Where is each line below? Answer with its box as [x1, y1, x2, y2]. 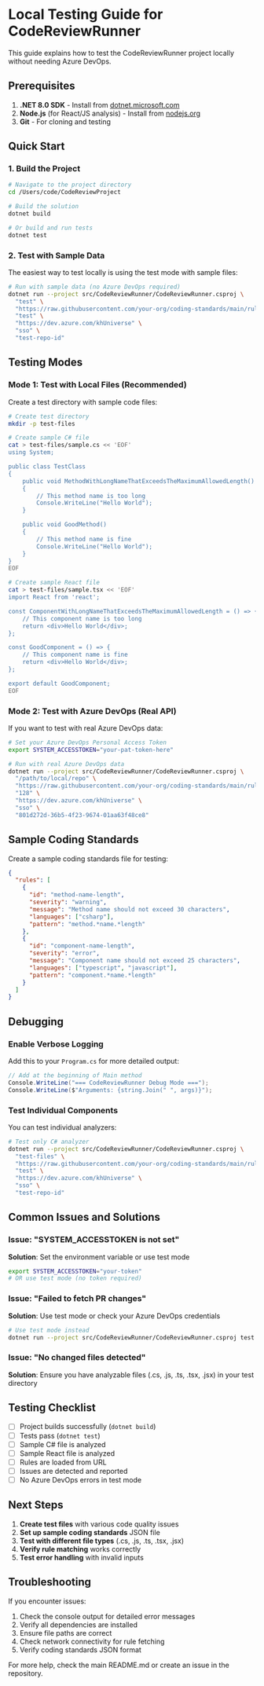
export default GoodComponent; [8, 680, 111, 687]
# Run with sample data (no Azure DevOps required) [8, 283, 181, 291]
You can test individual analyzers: [8, 1122, 117, 1132]
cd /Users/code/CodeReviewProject [8, 189, 122, 196]
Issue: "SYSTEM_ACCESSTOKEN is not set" [8, 1234, 180, 1245]
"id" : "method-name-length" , [28, 891, 125, 899]
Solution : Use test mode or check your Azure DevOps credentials [8, 1310, 221, 1321]
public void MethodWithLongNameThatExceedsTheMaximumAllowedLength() [22, 477, 255, 485]
